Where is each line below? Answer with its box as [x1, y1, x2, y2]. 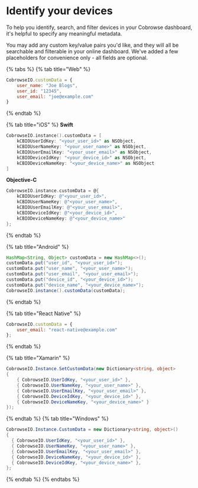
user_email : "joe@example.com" [17, 94, 94, 99]
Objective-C [6, 176, 37, 184]
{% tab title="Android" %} [6, 243, 69, 250]
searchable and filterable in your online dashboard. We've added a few [6, 47, 178, 54]
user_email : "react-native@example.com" [17, 327, 118, 333]
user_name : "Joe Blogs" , [17, 82, 78, 88]
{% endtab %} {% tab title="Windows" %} [6, 415, 109, 422]
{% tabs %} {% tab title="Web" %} [6, 65, 91, 72]
